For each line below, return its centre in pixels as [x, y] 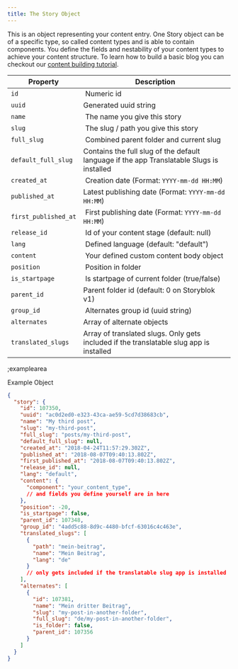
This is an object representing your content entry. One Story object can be [116, 34]
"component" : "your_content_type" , [79, 487]
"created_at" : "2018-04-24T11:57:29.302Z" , [85, 448]
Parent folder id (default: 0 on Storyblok [149, 290]
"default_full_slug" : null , [61, 441]
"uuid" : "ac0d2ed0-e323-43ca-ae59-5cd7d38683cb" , [95, 415]
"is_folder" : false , [63, 626]
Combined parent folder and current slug [153, 139]
